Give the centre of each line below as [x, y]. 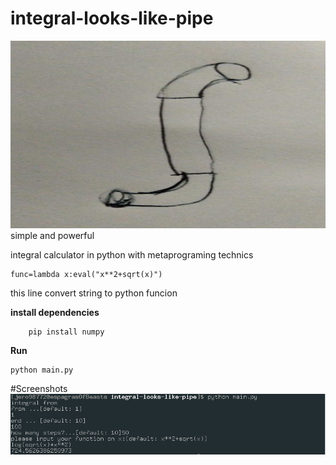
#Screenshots [39, 388]
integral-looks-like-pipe [112, 18]
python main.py [42, 370]
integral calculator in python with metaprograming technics [132, 254]
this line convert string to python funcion [94, 293]
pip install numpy [66, 332]
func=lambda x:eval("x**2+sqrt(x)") [86, 274]
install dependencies [55, 312]
